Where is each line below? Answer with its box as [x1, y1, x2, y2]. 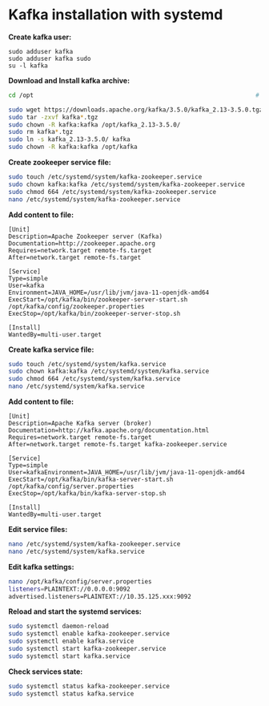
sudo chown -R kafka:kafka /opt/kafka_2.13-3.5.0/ [8, 120, 181, 129]
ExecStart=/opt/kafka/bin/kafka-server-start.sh [8, 475, 174, 484]
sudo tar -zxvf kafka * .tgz [8, 113, 98, 121]
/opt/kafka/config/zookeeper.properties [8, 302, 146, 310]
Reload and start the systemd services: [8, 607, 142, 616]
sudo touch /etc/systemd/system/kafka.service [8, 360, 167, 368]
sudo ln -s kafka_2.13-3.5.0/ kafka [8, 135, 130, 143]
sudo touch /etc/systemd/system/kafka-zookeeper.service [8, 173, 203, 181]
